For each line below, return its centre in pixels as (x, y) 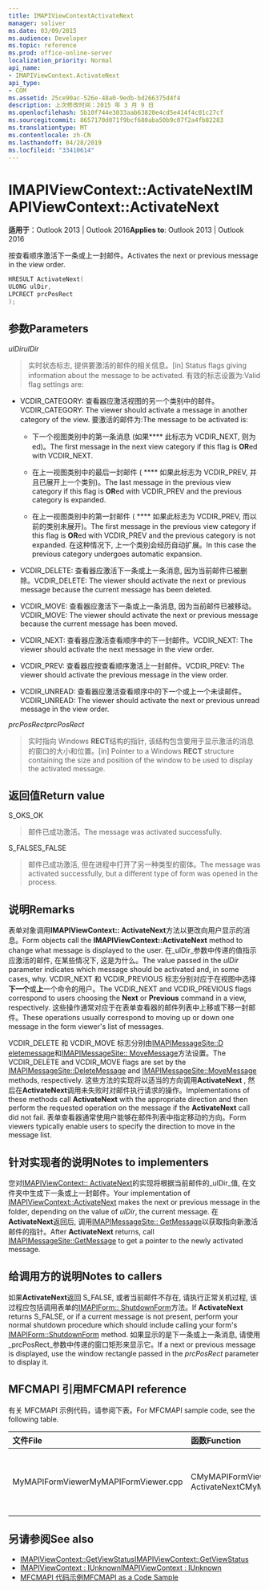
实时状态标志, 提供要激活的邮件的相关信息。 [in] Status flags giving (137, 365)
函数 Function (216, 1440)
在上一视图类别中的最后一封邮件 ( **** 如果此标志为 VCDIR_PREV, (140, 472)
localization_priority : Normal (60, 61)
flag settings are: (56, 384)
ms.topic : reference (43, 46)
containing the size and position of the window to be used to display (141, 760)
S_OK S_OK (26, 815)
